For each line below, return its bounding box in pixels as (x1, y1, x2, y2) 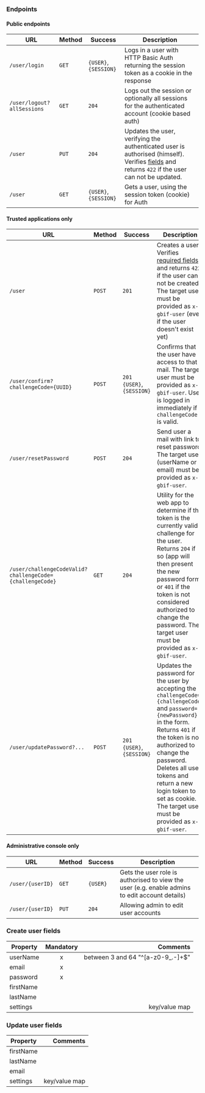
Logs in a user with (124, 46, 179, 54)
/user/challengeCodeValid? (9, 566, 88, 573)
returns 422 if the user (124, 165, 187, 174)
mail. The (156, 366, 183, 374)
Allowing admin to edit (120, 901, 184, 910)
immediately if (156, 404, 197, 412)
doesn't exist (156, 325, 194, 333)
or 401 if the (156, 583, 190, 591)
